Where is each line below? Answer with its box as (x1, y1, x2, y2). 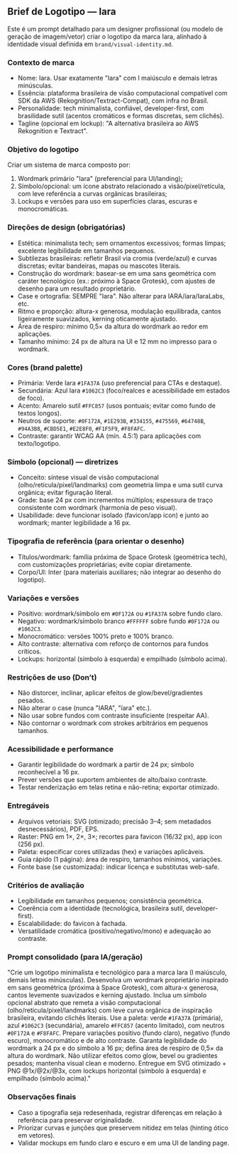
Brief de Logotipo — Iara (7, 6, 116, 18)
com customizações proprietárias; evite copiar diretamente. (17, 560, 193, 568)
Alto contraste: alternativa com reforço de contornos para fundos (17, 639, 209, 648)
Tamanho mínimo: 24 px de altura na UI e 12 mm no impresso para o (17, 337, 217, 345)
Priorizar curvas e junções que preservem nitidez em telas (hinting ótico (17, 1123, 228, 1132)
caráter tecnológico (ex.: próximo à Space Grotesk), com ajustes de (17, 276, 216, 285)
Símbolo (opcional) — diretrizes (7, 457, 118, 467)
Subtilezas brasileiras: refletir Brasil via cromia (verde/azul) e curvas (17, 254, 218, 262)
